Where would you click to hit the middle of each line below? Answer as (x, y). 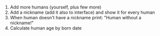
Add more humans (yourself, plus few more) (56, 7)
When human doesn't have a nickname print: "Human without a (76, 18)
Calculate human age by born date (46, 28)
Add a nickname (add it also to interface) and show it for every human (82, 12)
